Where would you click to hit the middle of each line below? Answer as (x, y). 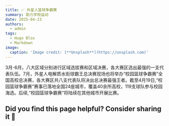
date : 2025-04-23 (24, 19)
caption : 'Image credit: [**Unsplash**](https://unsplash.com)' (79, 52)
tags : (11, 33)
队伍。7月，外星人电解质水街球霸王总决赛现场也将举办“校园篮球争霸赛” (84, 73)
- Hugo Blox (23, 38)
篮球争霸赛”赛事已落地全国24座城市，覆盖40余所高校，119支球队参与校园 (86, 86)
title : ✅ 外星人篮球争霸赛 (31, 10)
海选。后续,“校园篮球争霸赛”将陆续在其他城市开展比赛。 (63, 93)
